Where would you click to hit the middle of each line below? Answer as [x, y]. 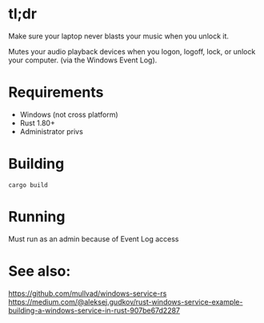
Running [37, 217]
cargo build [28, 185]
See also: [40, 271]
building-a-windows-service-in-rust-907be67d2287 [94, 310]
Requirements [56, 92]
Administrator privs [52, 131]
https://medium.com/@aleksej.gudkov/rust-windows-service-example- [126, 301]
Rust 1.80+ [38, 123]
